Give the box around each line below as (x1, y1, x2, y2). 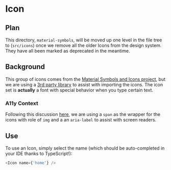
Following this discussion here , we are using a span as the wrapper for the (5, 111, 161, 117)
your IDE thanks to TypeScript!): (5, 150, 72, 156)
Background (5, 62, 45, 71)
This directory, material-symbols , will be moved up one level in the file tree (5, 37, 162, 43)
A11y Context (5, 100, 38, 107)
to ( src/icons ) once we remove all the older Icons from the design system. (5, 42, 162, 48)
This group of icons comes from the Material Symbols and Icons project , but (5, 76, 166, 82)
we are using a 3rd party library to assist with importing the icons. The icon (5, 81, 163, 87)
